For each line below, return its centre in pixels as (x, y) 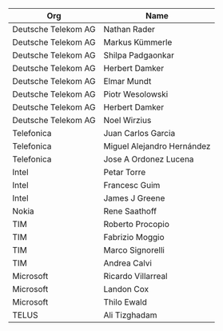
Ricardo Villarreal (135, 276)
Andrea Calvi (127, 263)
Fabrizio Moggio (134, 237)
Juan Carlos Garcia (139, 133)
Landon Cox (126, 289)
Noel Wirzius (127, 120)
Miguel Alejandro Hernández (157, 146)
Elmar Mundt (127, 81)
